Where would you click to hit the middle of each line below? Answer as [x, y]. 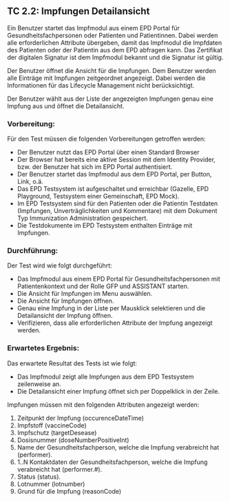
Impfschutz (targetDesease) [57, 432]
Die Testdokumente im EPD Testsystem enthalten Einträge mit [105, 225]
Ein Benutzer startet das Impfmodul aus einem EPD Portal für [94, 28]
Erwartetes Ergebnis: [43, 348]
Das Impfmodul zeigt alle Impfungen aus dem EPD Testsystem [105, 376]
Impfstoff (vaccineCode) [52, 425]
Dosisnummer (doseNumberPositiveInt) [73, 440]
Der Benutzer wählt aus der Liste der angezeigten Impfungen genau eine [110, 99]
